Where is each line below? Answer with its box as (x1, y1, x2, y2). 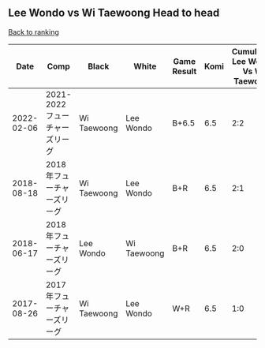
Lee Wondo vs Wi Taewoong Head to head (8, 6, 220, 20)
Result (172, 65, 197, 77)
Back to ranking (8, 27, 59, 36)
